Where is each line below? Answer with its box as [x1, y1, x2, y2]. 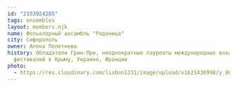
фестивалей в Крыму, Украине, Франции [13, 56, 128, 63]
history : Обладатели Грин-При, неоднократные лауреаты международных [7, 50, 217, 57]
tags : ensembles [7, 17, 55, 24]
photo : [7, 62, 27, 69]
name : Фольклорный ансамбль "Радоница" [7, 29, 125, 37]
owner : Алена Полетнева [7, 43, 78, 50]
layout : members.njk [7, 23, 68, 30]
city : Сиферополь [7, 36, 59, 43]
